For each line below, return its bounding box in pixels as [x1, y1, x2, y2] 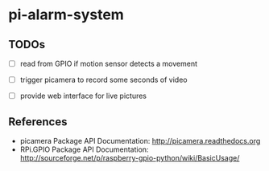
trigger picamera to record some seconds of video [19, 75, 188, 85]
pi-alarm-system [8, 6, 125, 24]
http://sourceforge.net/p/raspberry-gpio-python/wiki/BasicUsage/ [19, 153, 240, 162]
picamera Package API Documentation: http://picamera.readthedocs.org [19, 136, 261, 145]
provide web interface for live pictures [19, 91, 147, 101]
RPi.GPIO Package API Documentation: [19, 145, 149, 154]
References [8, 115, 68, 128]
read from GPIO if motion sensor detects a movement [19, 59, 197, 68]
